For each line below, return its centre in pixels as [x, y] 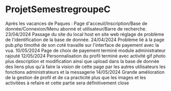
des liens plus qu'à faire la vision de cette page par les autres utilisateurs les [86, 67]
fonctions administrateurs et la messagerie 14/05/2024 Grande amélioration [85, 72]
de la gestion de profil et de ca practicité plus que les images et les [76, 77]
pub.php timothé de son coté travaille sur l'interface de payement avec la [82, 45]
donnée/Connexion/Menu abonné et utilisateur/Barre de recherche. [76, 28]
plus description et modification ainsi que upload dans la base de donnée [82, 61]
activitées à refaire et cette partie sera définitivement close [67, 83]
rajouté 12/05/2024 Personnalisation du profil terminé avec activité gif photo [86, 56]
